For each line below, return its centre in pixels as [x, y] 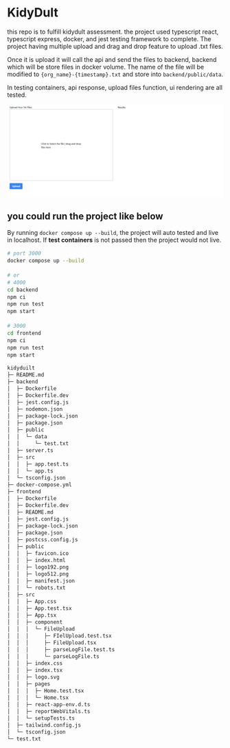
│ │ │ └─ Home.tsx [38, 698]
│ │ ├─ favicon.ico [38, 554]
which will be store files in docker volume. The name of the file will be [106, 67]
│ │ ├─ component [35, 622]
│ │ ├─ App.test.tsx [39, 609]
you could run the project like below [85, 216]
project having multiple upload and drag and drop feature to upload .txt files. [115, 46]
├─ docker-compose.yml [39, 485]
